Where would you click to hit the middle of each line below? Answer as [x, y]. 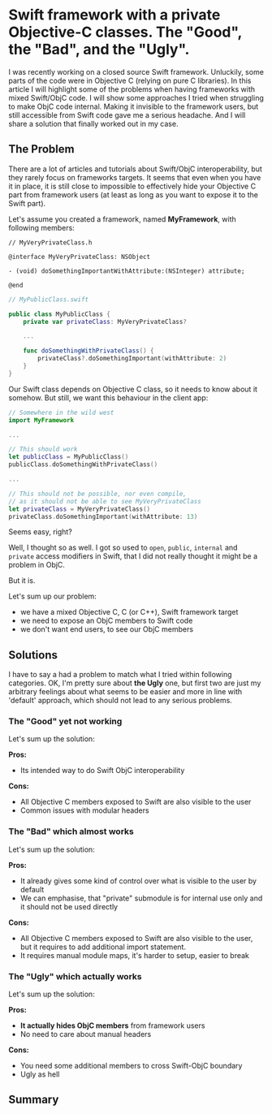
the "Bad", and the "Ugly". [99, 50]
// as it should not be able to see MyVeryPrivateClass [105, 501]
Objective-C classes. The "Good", [125, 32]
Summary [34, 1100]
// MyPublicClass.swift [49, 299]
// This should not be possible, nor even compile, [97, 494]
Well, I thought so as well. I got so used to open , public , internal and [123, 548]
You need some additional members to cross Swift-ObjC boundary [131, 1066]
